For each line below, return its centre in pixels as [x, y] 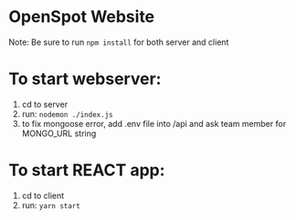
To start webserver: [85, 79]
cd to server [45, 104]
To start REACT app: [87, 170]
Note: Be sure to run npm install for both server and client [119, 42]
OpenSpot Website [82, 17]
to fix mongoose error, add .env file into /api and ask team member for [154, 123]
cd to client [43, 195]
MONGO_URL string [59, 133]
